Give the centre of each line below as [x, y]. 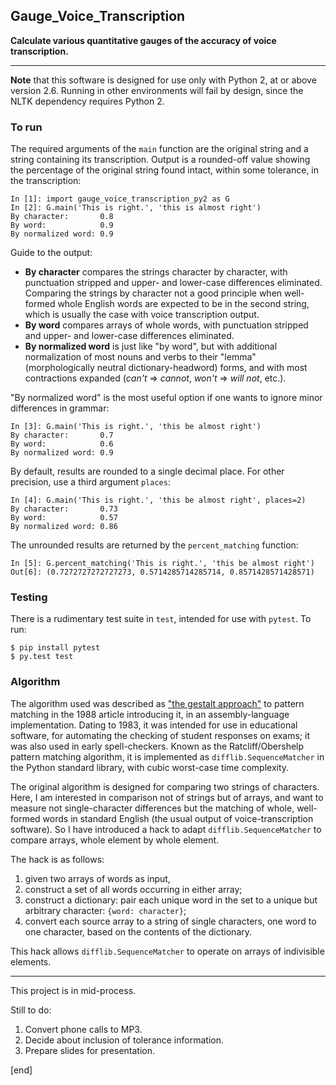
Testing [29, 597]
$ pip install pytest [55, 648]
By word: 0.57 [64, 518]
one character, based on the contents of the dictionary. [138, 931]
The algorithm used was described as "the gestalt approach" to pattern [157, 703]
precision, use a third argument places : [90, 482]
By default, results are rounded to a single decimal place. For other [147, 471]
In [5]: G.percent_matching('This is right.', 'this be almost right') [162, 564]
